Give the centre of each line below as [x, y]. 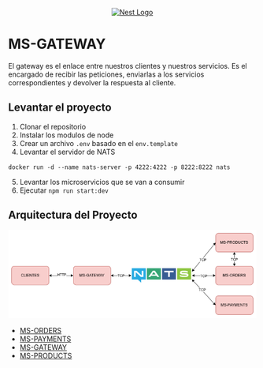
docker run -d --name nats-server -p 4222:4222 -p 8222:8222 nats [119, 167]
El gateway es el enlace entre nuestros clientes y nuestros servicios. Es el [128, 66]
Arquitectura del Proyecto [73, 215]
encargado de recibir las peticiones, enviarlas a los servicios [106, 74]
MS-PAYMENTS [45, 339]
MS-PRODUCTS [46, 355]
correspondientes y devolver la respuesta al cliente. [92, 82]
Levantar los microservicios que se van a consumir [102, 182]
